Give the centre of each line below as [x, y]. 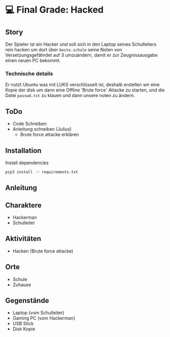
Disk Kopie [24, 329]
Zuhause [22, 285]
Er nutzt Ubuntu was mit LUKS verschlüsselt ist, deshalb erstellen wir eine [82, 85]
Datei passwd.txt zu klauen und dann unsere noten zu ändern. [70, 96]
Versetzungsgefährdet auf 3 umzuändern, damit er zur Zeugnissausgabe [82, 55]
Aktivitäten [23, 239]
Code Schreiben [29, 124]
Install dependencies [27, 163]
